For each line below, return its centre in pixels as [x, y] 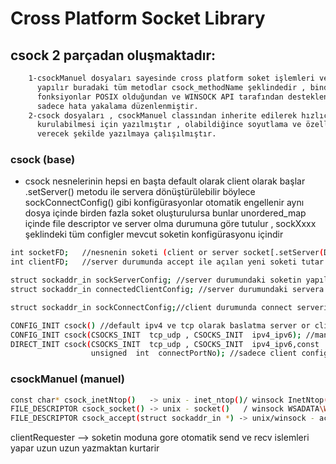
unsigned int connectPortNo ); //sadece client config [209, 353]
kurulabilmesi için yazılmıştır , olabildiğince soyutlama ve [169, 125]
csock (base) [43, 160]
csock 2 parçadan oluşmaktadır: [113, 55]
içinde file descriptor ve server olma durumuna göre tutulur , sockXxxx [170, 224]
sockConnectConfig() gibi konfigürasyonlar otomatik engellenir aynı [164, 203]
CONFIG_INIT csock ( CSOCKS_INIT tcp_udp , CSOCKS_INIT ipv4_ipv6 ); [156, 335]
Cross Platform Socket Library [138, 18]
